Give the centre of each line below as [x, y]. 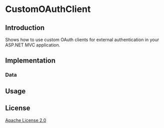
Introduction [25, 28]
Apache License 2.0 [26, 120]
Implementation [30, 61]
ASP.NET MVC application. [33, 45]
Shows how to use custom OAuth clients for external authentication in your [82, 39]
